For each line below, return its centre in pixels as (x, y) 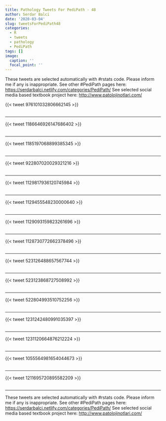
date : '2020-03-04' (25, 19)
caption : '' (22, 60)
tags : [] (14, 51)
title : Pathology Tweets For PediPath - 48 (51, 10)
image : (12, 56)
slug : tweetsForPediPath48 (33, 24)
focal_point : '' (26, 65)
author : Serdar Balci (27, 14)
